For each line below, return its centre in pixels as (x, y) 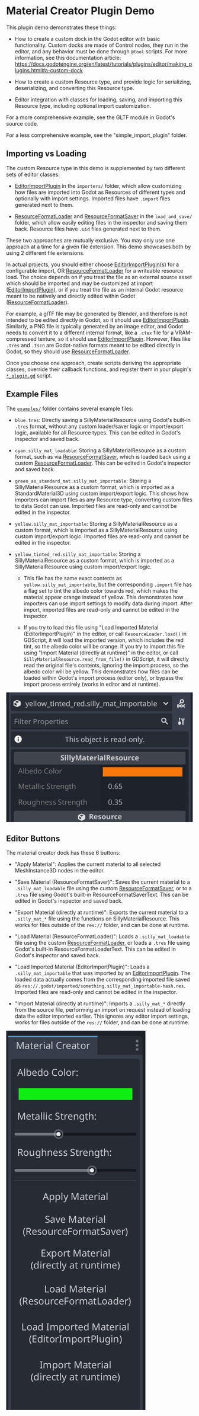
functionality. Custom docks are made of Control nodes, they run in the (101, 45)
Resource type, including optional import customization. (83, 106)
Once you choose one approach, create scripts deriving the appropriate (94, 363)
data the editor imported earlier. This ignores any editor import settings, (102, 1016)
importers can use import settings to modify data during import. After (108, 603)
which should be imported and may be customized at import (79, 283)
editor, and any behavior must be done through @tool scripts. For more (101, 51)
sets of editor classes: (33, 174)
